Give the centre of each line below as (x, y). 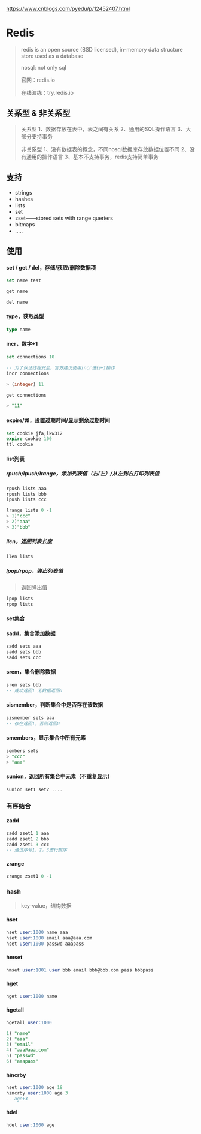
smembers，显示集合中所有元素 (46, 738)
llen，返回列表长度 (29, 541)
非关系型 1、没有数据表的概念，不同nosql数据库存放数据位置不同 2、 (105, 149)
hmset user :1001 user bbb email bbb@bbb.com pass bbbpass (80, 970)
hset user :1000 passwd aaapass (45, 944)
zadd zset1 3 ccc (28, 845)
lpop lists (20, 599)
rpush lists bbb (26, 494)
